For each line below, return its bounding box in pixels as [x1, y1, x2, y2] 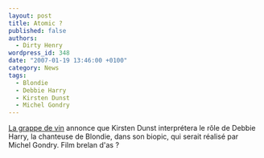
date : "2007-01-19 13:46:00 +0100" [8, 57, 128, 65]
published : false [8, 26, 67, 34]
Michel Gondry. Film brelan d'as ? [8, 140, 119, 150]
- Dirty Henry [15, 42, 63, 50]
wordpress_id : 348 [8, 49, 70, 57]
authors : [8, 34, 38, 43]
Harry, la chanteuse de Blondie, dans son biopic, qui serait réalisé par [8, 132, 239, 141]
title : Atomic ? [8, 19, 63, 27]
